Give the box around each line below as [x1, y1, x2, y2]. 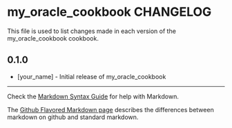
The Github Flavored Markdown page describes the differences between [7, 105, 214, 114]
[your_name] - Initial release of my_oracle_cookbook [17, 72, 166, 81]
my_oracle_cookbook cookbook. [7, 34, 99, 42]
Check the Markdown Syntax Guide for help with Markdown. [7, 92, 180, 100]
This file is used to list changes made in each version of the [7, 27, 176, 35]
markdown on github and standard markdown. [7, 113, 139, 121]
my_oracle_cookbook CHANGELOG [7, 4, 212, 20]
